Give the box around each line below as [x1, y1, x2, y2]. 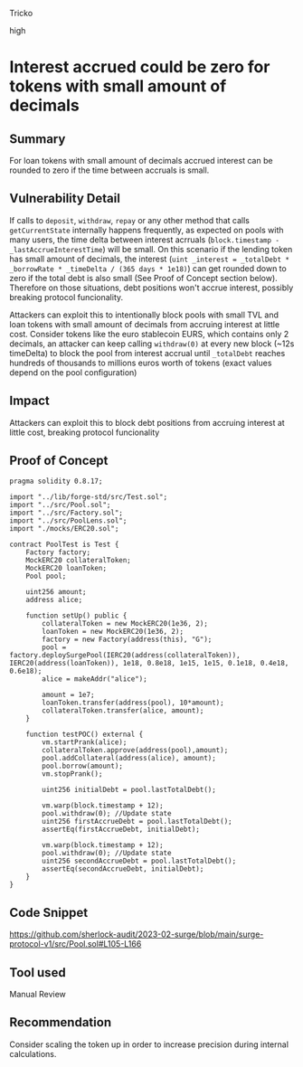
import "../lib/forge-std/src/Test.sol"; [9, 493, 168, 502]
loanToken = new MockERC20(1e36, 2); [42, 628, 184, 637]
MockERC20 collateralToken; [25, 556, 131, 565]
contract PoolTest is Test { [9, 540, 119, 550]
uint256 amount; [25, 588, 88, 597]
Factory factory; [25, 548, 91, 557]
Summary [9, 131, 66, 146]
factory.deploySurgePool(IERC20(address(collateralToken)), [9, 651, 241, 660]
